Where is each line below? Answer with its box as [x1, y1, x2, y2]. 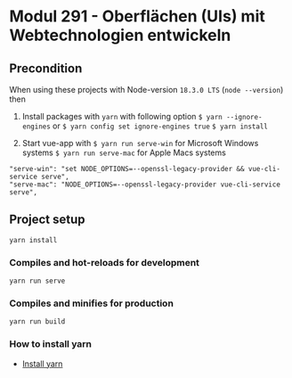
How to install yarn [9, 338, 92, 350]
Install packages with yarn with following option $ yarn [21, 111, 223, 121]
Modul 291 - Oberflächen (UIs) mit [9, 6, 265, 27]
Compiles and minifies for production [9, 297, 174, 309]
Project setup [9, 212, 86, 227]
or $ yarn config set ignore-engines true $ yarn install [52, 120, 269, 131]
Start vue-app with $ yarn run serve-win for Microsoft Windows [21, 138, 259, 148]
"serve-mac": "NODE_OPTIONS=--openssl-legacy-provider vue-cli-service [9, 180, 280, 189]
